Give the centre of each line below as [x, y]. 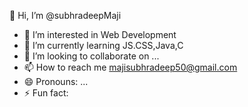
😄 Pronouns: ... [56, 81]
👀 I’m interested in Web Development [100, 34]
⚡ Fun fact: [46, 93]
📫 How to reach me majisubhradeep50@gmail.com [130, 67]
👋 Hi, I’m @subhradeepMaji [65, 15]
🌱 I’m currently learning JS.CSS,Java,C [103, 45]
